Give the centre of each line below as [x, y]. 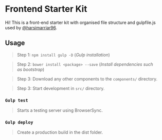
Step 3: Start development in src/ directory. [61, 88]
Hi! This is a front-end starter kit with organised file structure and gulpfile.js [80, 22]
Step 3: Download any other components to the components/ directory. [87, 79]
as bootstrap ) [31, 69]
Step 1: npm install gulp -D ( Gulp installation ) [63, 55]
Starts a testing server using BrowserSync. [60, 110]
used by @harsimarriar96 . [31, 27]
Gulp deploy [19, 122]
